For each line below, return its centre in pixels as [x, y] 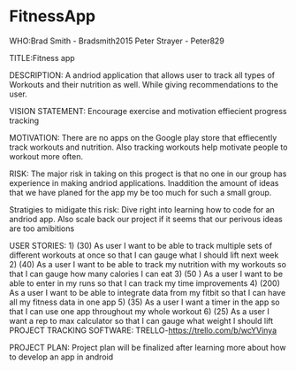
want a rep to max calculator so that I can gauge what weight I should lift [141, 321]
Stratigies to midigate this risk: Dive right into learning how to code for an [142, 209]
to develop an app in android [61, 357]
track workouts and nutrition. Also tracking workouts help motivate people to [148, 147]
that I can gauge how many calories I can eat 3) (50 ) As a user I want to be [146, 274]
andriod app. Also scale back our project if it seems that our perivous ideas [146, 219]
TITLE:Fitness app [42, 58]
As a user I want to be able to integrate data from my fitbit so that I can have [148, 292]
